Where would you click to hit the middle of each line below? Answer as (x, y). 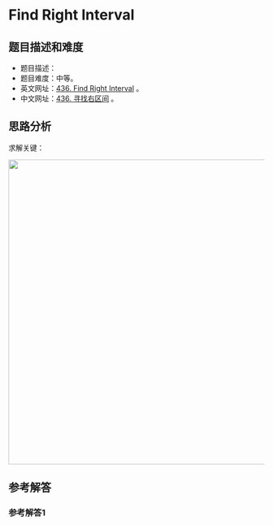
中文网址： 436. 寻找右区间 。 (69, 98)
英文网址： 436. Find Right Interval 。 (82, 88)
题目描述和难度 (46, 47)
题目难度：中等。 (49, 78)
